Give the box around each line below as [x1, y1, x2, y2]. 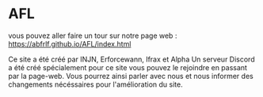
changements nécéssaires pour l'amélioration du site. [8, 80, 184, 89]
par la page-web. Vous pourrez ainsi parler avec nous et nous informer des [8, 71, 253, 80]
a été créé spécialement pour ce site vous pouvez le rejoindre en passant [8, 62, 248, 72]
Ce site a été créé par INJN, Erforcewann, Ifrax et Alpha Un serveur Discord [8, 54, 255, 64]
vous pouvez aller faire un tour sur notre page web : [8, 31, 177, 40]
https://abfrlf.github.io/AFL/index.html [8, 39, 131, 48]
